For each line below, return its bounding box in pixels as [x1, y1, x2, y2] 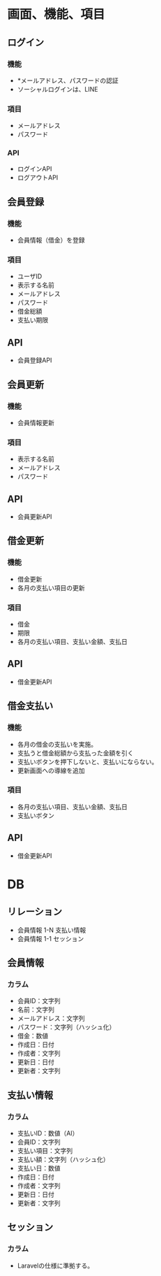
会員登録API [17, 356, 52, 364]
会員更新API [17, 512, 52, 521]
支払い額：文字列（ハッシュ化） [17, 1155, 109, 1164]
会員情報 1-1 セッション [17, 934, 84, 942]
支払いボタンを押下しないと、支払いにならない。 [17, 757, 158, 766]
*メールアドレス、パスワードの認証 [17, 76, 118, 85]
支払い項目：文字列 [17, 1147, 73, 1155]
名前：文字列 [17, 1005, 54, 1014]
